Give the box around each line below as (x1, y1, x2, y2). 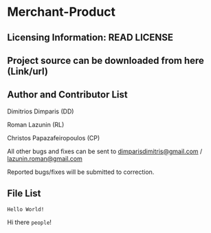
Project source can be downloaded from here (7, 54, 205, 66)
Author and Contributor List (7, 89, 129, 100)
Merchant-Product (7, 4, 115, 20)
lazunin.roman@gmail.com (7, 154, 82, 162)
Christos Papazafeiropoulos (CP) (7, 133, 100, 142)
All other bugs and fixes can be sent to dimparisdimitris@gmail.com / (7, 147, 203, 155)
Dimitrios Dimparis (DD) (7, 107, 74, 115)
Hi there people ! (7, 218, 52, 226)
